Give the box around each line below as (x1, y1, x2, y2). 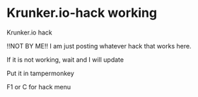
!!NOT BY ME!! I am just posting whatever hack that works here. (6, 41, 192, 50)
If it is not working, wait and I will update (6, 55, 124, 64)
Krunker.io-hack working (6, 5, 157, 21)
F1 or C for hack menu (6, 82, 71, 91)
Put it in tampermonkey (6, 69, 75, 77)
